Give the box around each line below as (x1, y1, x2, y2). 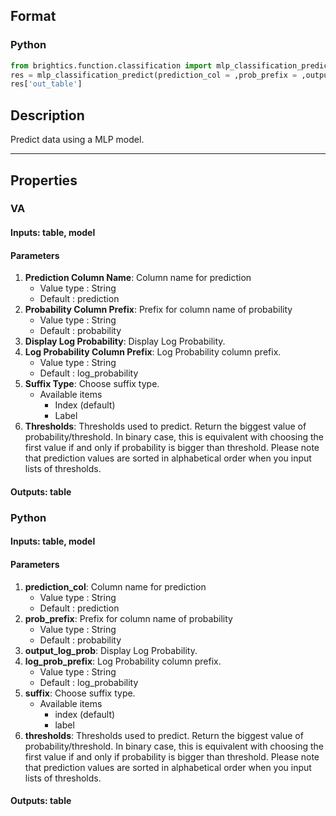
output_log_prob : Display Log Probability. (24, 644, 198, 656)
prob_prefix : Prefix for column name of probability (24, 612, 233, 624)
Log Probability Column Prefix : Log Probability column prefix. (24, 346, 282, 358)
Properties (10, 172, 78, 189)
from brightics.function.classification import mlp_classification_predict (10, 60, 333, 71)
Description (10, 107, 85, 124)
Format (10, 8, 57, 25)
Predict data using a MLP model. (10, 134, 145, 146)
